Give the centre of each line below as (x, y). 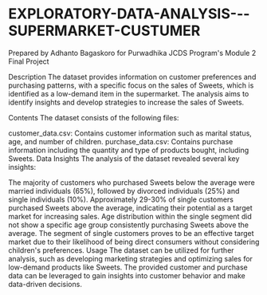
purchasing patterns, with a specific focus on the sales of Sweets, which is (131, 85)
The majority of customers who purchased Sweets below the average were (132, 182)
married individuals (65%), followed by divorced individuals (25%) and (124, 191)
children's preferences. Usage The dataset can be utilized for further (121, 250)
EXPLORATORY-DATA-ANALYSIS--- (129, 14)
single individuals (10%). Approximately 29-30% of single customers (121, 199)
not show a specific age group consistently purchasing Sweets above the (129, 225)
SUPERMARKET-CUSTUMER (104, 31)
